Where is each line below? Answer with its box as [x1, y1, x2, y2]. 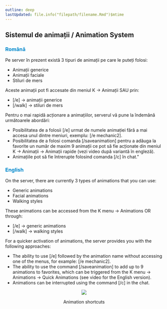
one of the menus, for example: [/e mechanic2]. [12, 258, 111, 264]
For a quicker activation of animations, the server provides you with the [5, 238, 152, 244]
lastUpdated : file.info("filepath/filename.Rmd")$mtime [5, 12, 124, 17]
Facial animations [12, 193, 48, 199]
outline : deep [5, 7, 35, 13]
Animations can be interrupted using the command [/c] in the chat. [12, 280, 150, 286]
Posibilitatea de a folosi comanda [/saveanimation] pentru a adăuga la [12, 138, 156, 144]
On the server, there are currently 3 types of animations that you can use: [5, 178, 156, 184]
